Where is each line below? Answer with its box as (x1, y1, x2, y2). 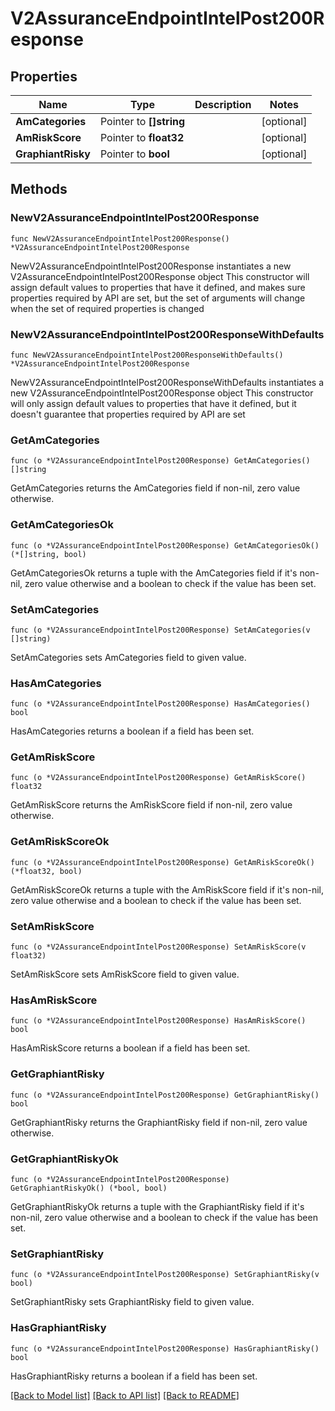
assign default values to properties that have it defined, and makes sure (10, 281, 306, 293)
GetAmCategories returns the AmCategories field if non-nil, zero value (10, 482, 301, 494)
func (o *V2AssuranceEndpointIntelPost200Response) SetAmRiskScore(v (10, 942, 307, 952)
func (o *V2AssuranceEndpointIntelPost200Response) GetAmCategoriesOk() (10, 540, 320, 551)
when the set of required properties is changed (10, 302, 205, 314)
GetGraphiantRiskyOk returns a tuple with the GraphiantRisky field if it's (10, 1200, 305, 1212)
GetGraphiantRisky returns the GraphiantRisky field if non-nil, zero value (10, 1116, 308, 1128)
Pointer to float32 (99, 131, 185, 144)
